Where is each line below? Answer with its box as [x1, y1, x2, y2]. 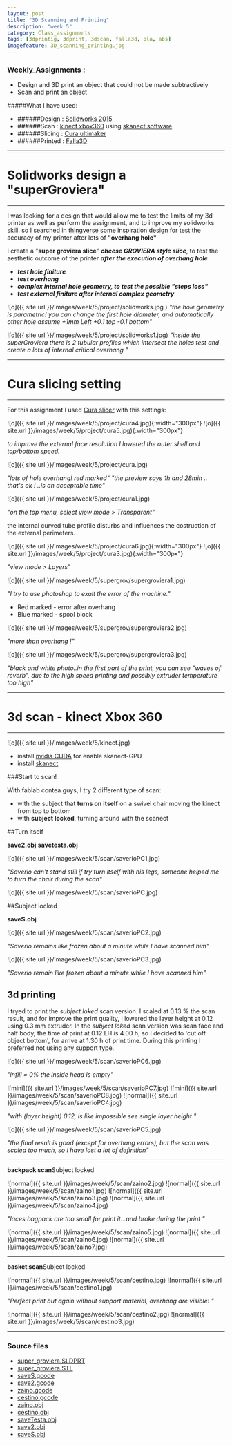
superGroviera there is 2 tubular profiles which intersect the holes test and [7, 338, 220, 347]
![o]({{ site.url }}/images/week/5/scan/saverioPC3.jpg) [7, 955, 162, 964]
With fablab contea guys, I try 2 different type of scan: [7, 786, 162, 794]
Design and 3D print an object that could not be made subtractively [17, 81, 209, 89]
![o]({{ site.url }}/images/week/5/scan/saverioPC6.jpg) [7, 1057, 162, 1065]
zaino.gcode [17, 1386, 53, 1395]
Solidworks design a [7, 167, 126, 183]
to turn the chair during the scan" [7, 875, 102, 883]
